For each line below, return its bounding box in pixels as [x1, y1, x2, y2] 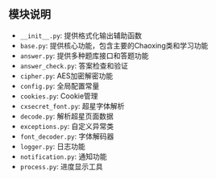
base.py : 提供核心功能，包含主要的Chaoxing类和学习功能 [19, 40, 209, 50]
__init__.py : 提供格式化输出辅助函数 [19, 31, 143, 40]
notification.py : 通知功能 [19, 152, 107, 161]
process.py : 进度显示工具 [19, 161, 103, 171]
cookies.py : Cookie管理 [19, 91, 98, 101]
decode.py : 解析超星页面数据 [19, 111, 114, 121]
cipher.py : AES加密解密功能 [19, 71, 114, 81]
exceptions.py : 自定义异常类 [19, 121, 114, 131]
